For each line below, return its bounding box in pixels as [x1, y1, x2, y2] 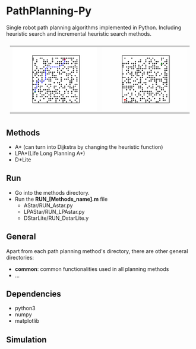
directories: [6, 254, 34, 261]
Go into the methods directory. [14, 189, 90, 196]
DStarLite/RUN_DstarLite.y [23, 214, 89, 222]
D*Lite [14, 156, 31, 163]
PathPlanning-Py [6, 4, 92, 18]
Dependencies [6, 289, 61, 299]
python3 [14, 305, 36, 312]
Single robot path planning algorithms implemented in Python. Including [6, 24, 182, 31]
